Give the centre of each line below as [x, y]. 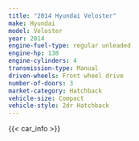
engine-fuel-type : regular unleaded [69, 46]
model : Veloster [35, 31]
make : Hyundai [32, 23]
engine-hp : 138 [34, 53]
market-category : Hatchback [55, 91]
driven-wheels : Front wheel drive [66, 76]
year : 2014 [27, 38]
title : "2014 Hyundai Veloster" [62, 16]
